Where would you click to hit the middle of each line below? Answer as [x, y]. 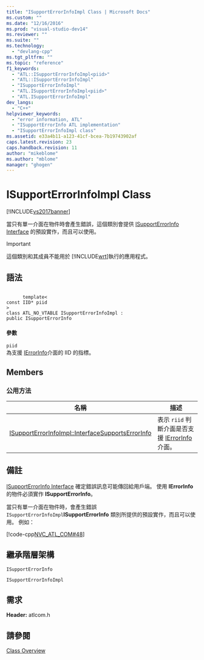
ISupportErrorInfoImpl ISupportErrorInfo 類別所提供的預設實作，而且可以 [98, 514]
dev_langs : [20, 102]
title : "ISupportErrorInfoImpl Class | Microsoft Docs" [78, 12]
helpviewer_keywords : [34, 114]
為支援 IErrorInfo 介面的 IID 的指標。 [50, 353]
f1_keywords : [23, 68]
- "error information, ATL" [47, 119]
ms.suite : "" [23, 40]
